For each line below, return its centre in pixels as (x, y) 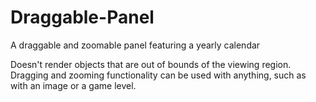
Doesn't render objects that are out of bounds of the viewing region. (151, 64)
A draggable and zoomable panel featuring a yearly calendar (135, 45)
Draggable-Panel (82, 17)
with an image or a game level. (73, 85)
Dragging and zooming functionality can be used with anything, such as (158, 75)
